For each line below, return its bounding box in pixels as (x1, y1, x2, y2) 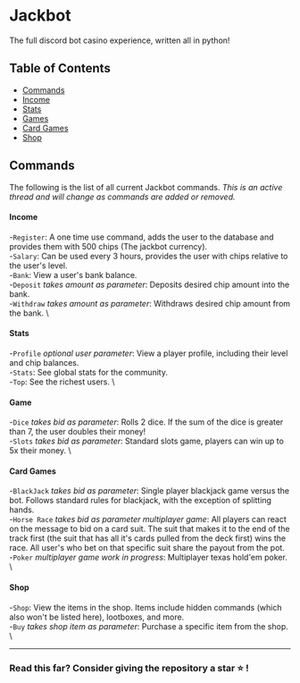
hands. (9, 504, 35, 515)
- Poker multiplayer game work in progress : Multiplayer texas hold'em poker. (9, 552, 287, 563)
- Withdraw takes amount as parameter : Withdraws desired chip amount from (9, 298, 291, 308)
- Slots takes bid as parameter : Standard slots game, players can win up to (9, 435, 284, 447)
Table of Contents (9, 61, 112, 76)
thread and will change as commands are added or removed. (9, 191, 236, 202)
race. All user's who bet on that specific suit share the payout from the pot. (9, 543, 286, 553)
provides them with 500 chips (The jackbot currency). (9, 240, 208, 251)
